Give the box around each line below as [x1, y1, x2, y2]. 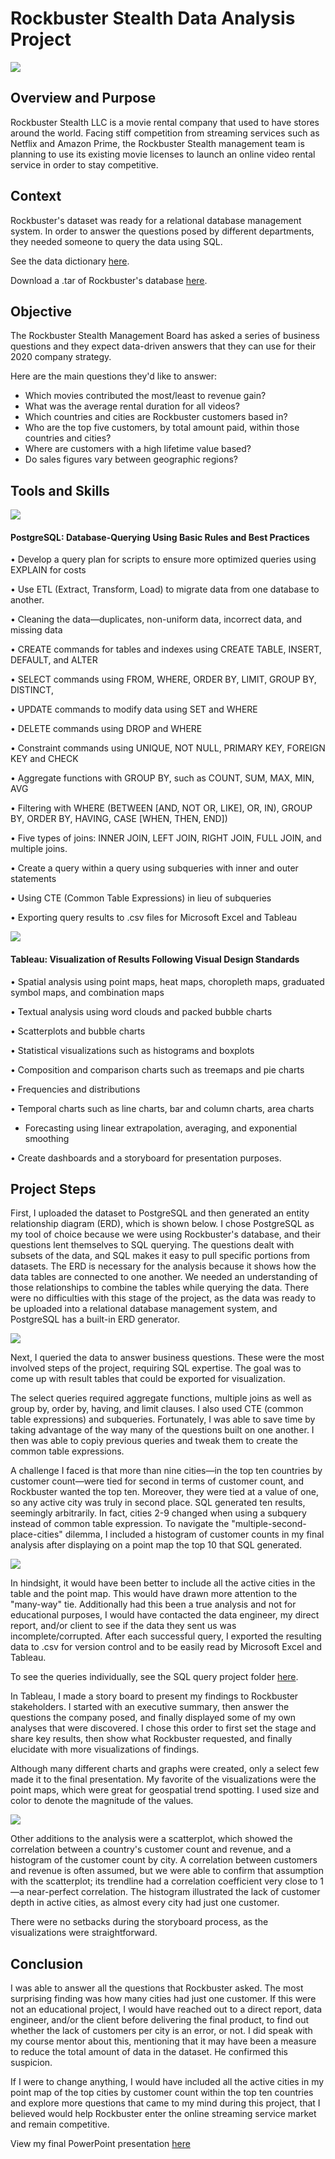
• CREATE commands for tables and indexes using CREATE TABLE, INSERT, [10, 643, 322, 656]
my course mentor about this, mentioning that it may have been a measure [10, 2035, 317, 2047]
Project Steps [10, 1180, 97, 1197]
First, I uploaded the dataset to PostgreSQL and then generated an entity [10, 1207, 310, 1219]
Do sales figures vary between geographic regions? [24, 453, 238, 466]
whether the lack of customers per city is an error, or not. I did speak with [10, 2025, 313, 2037]
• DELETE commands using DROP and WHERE [10, 723, 203, 735]
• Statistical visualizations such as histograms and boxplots [10, 1044, 255, 1056]
